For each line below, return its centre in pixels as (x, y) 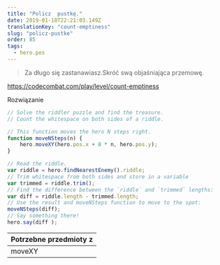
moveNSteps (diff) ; (34, 209)
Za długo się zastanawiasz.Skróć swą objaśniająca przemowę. (114, 72)
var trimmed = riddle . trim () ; (51, 183)
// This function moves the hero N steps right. (79, 131)
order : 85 (22, 40)
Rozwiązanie (25, 99)
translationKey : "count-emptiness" (59, 27)
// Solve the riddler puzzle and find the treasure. (86, 113)
